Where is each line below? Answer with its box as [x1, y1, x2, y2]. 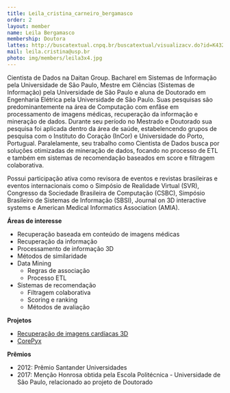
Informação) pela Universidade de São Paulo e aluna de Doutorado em [7, 88, 207, 96]
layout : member [7, 23, 51, 29]
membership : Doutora [7, 36, 66, 43]
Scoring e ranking [27, 296, 77, 304]
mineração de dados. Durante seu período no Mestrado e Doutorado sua [7, 117, 212, 126]
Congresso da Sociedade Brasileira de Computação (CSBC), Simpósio [7, 189, 205, 197]
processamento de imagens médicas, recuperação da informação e [7, 110, 199, 118]
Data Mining [16, 259, 51, 267]
